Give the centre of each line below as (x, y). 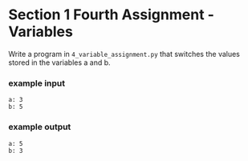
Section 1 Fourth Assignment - (112, 15)
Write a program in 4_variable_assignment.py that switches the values (124, 54)
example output (40, 127)
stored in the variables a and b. (59, 62)
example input (37, 83)
